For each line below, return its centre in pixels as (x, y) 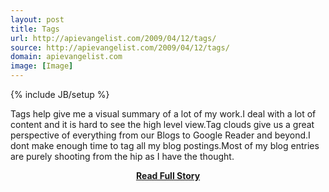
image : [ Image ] (42, 66)
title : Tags (35, 29)
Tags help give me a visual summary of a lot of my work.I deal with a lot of (163, 114)
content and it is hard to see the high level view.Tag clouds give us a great (162, 124)
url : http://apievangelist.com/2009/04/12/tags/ (113, 38)
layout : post (37, 19)
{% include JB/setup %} (60, 94)
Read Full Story (168, 175)
